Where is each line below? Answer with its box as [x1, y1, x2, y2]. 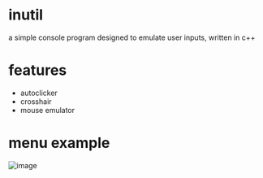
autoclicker [19, 88, 58, 98]
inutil [8, 6, 43, 24]
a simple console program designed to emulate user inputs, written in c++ [8, 33, 256, 42]
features [8, 61, 67, 80]
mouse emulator [19, 105, 75, 115]
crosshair [19, 96, 52, 106]
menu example [8, 134, 110, 152]
